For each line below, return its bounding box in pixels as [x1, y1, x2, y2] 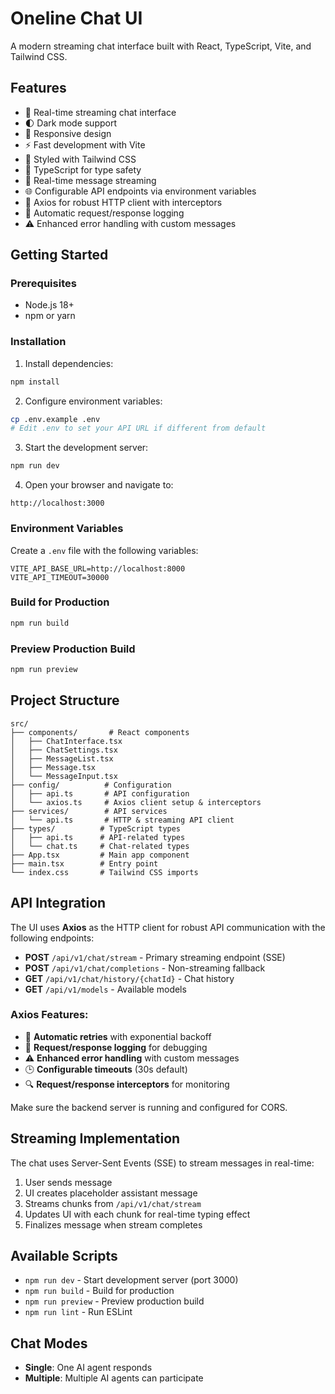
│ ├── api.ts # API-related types [10, 832, 186, 842]
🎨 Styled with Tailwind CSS [24, 153, 137, 165]
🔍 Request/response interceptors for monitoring [24, 1078, 230, 1090]
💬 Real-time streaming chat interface [24, 106, 177, 118]
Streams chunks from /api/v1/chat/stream [24, 1197, 202, 1209]
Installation [10, 335, 67, 349]
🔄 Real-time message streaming [24, 174, 157, 186]
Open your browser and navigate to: [24, 479, 174, 491]
